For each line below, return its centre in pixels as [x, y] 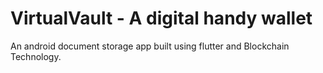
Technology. [36, 56]
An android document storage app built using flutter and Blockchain [150, 46]
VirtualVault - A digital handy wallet [161, 18]
